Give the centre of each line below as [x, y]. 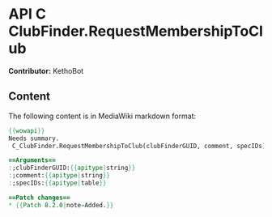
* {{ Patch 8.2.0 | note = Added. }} [61, 205]
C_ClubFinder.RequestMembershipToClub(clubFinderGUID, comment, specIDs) [139, 146]
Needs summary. [34, 138]
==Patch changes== [39, 198]
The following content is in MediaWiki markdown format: [102, 116]
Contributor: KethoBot [46, 70]
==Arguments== [32, 160]
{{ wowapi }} [27, 130]
